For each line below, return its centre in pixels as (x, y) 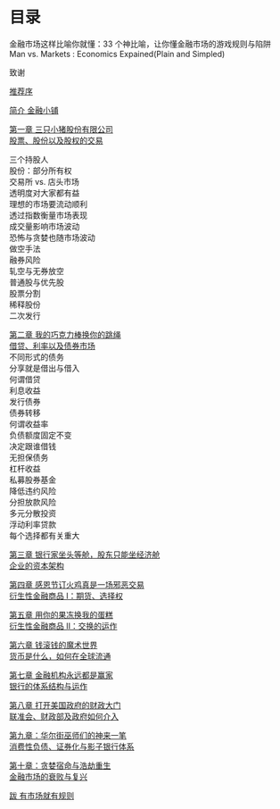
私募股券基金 (33, 480)
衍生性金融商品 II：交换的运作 (63, 626)
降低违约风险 (33, 490)
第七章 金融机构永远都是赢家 (61, 675)
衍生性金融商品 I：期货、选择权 (66, 596)
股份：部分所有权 (41, 171)
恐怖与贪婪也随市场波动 (52, 238)
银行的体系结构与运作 (48, 686)
